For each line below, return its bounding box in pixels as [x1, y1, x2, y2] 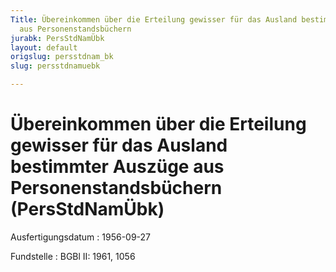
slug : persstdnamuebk [10, 61, 101, 71]
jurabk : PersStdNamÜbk [10, 33, 105, 43]
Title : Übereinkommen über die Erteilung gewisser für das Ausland [10, 14, 298, 25]
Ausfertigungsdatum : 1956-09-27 [10, 231, 152, 243]
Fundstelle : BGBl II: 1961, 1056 [10, 250, 136, 262]
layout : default [10, 42, 78, 53]
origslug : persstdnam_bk [10, 52, 114, 62]
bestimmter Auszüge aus [10, 156, 225, 178]
